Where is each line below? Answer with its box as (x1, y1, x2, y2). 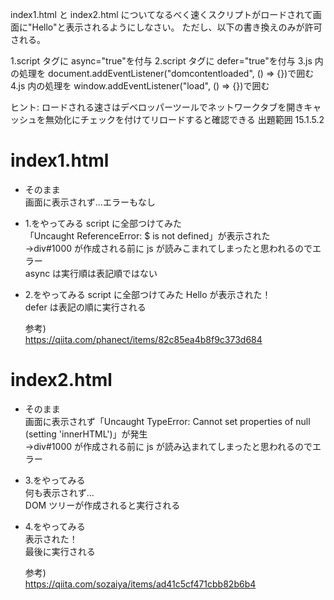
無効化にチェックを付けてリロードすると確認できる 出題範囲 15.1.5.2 (44, 114, 325, 125)
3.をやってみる (24, 474, 86, 486)
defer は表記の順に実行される (24, 301, 147, 313)
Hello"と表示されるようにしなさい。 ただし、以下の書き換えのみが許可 (31, 21, 323, 33)
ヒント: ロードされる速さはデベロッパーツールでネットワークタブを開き (10, 101, 305, 113)
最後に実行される (24, 545, 96, 557)
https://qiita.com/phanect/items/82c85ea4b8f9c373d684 (24, 333, 263, 345)
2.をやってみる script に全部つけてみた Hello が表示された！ (24, 288, 272, 300)
